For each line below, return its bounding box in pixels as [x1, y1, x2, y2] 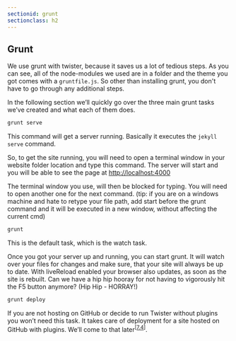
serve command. [7, 139, 57, 149]
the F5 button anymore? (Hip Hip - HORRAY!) [7, 282, 138, 291]
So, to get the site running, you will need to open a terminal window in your [7, 154, 225, 162]
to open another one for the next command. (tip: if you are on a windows [7, 190, 219, 198]
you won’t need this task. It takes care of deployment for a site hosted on [7, 316, 220, 325]
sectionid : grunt [7, 10, 59, 18]
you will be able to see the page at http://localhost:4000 [7, 168, 171, 177]
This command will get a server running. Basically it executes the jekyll [7, 132, 218, 141]
